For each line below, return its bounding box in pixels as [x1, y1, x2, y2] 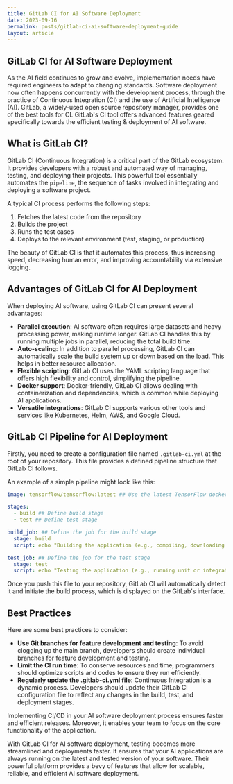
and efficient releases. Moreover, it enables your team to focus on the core [7, 719, 221, 727]
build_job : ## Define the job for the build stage [7, 529, 157, 536]
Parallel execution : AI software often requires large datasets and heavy [17, 322, 222, 330]
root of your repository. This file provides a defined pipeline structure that [7, 457, 217, 465]
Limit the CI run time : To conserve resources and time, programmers [17, 661, 215, 670]
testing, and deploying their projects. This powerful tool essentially [7, 171, 198, 179]
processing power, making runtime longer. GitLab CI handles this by [17, 330, 211, 338]
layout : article [7, 29, 54, 37]
